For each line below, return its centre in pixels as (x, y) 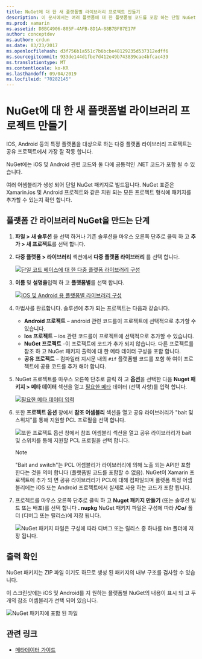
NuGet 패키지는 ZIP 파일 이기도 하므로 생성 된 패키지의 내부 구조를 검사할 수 (95, 572)
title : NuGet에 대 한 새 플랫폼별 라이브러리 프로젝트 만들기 (73, 12)
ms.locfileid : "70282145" (39, 79)
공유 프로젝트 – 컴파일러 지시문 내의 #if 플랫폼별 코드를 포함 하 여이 (103, 358)
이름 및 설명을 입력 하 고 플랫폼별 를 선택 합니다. (70, 282)
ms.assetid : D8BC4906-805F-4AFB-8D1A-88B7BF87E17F (71, 29)
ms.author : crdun (28, 40)
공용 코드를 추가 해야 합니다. (73, 366)
